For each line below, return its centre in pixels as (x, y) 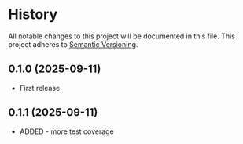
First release (40, 88)
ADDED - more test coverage (66, 131)
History (33, 14)
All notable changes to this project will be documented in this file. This (122, 36)
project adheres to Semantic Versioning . (73, 44)
